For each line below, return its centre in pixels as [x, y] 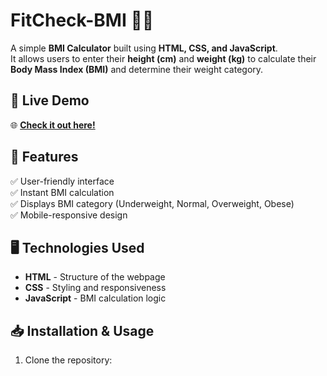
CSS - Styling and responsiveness [95, 288]
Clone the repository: [68, 360]
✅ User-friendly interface [62, 181]
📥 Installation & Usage [82, 330]
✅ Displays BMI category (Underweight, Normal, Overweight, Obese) [152, 203]
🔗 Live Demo [50, 100]
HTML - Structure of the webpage [95, 277]
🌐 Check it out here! [53, 125]
